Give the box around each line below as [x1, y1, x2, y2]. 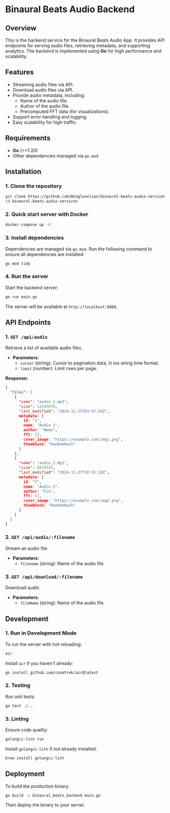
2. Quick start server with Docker [5, 210, 89, 217]
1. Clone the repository [5, 182, 62, 190]
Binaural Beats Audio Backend [5, 4, 135, 15]
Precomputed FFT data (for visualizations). [20, 108, 110, 115]
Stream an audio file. [5, 545, 49, 551]
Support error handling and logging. [12, 114, 88, 120]
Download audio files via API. [12, 87, 74, 93]
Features [5, 68, 34, 77]
